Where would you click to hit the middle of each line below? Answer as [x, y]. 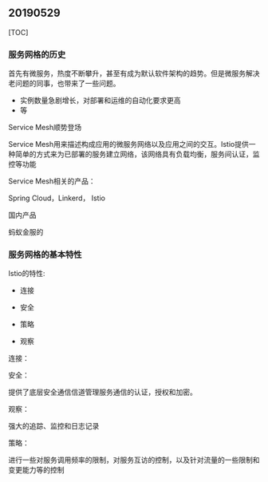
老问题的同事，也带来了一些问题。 [64, 84]
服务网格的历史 [37, 54]
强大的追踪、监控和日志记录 [54, 426]
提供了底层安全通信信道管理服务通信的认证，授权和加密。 [102, 392]
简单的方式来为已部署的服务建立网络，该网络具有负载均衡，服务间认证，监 [137, 154]
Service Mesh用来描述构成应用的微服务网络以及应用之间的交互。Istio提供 [128, 144]
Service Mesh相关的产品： [52, 181]
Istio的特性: [27, 274]
